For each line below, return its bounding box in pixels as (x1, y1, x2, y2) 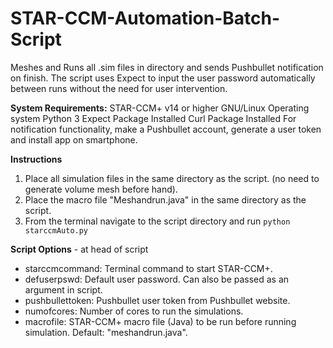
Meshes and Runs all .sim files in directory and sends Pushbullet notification (10, 61, 324, 73)
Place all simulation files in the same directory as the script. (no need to (24, 172, 320, 184)
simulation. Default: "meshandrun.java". (24, 326, 188, 338)
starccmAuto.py (24, 225, 89, 236)
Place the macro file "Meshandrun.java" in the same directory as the (24, 193, 307, 206)
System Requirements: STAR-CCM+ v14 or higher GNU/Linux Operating (10, 102, 310, 114)
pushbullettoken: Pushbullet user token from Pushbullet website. (24, 294, 291, 306)
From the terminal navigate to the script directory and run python (24, 215, 291, 227)
